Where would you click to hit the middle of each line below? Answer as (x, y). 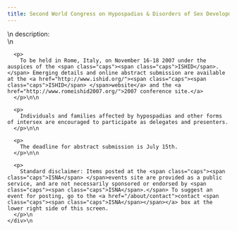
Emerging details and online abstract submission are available (129, 73)
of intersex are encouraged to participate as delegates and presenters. (118, 122)
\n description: (29, 34)
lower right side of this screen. (58, 208)
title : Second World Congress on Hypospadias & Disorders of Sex (105, 14)
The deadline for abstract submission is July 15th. (99, 146)
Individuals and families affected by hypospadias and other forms (121, 116)
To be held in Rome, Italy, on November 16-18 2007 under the (113, 61)
